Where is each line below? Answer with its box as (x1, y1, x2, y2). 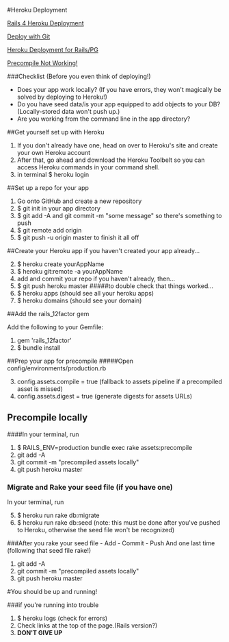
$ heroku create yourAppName (16, 260, 105, 268)
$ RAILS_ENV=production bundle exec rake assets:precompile (16, 443, 193, 451)
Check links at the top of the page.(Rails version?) (16, 621, 158, 630)
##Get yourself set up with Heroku (7, 128, 105, 136)
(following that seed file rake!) (7, 547, 92, 555)
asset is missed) (16, 385, 64, 393)
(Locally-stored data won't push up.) (16, 108, 120, 115)
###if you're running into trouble (7, 601, 99, 609)
